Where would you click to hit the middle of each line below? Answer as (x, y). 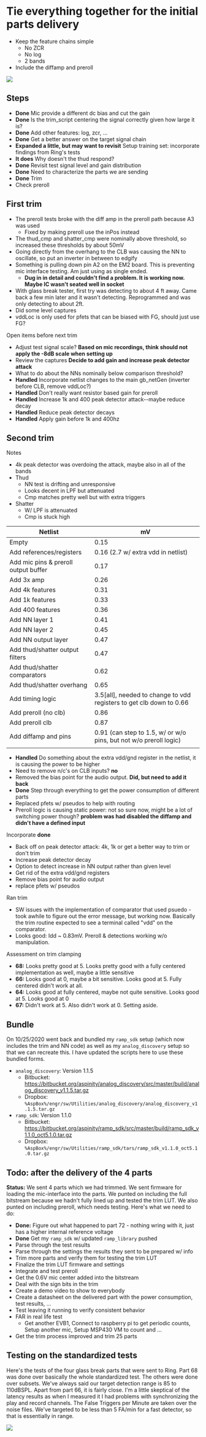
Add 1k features (33, 600)
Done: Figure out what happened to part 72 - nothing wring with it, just (105, 1225)
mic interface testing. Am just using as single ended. (82, 271)
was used (27, 225)
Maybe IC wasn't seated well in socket (74, 284)
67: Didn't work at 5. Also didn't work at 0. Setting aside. (86, 1005)
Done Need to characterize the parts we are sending (82, 172)
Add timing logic (33, 699)
